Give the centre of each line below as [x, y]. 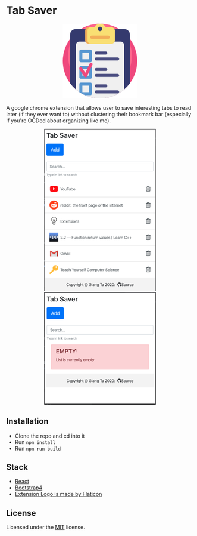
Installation [27, 421]
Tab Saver [32, 10]
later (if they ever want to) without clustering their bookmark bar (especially [99, 114]
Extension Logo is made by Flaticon [58, 494]
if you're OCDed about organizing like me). [59, 121]
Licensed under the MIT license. [46, 527]
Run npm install [35, 442]
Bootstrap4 [29, 488]
